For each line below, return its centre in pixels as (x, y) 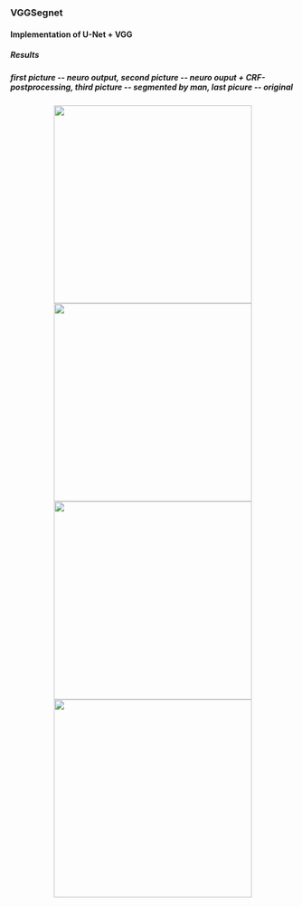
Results (25, 55)
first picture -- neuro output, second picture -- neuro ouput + (127, 78)
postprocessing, (42, 87)
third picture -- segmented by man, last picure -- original (184, 87)
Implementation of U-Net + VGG (71, 34)
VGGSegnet (37, 13)
